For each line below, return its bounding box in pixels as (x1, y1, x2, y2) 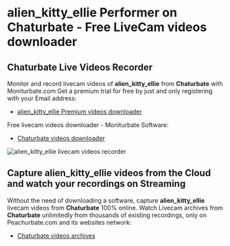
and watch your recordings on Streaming (7, 178, 186, 190)
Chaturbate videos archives (16, 232, 96, 240)
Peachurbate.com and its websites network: (7, 218, 132, 226)
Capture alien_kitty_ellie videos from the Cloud (7, 167, 211, 179)
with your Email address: (7, 94, 77, 102)
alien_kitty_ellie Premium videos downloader (16, 108, 143, 115)
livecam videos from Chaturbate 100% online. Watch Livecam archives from (7, 203, 223, 212)
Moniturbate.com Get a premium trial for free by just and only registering (7, 87, 213, 95)
